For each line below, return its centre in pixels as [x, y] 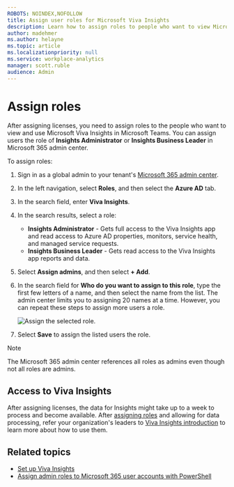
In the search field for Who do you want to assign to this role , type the [119, 286]
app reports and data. [59, 258]
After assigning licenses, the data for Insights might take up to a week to [111, 408]
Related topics [39, 452]
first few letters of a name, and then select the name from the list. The [117, 293]
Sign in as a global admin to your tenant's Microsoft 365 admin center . [118, 175]
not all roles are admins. [41, 369]
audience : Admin [31, 72]
